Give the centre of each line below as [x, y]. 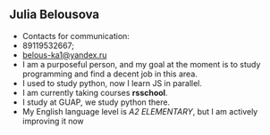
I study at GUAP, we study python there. [96, 102]
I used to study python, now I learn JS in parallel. [112, 83]
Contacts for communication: [76, 36]
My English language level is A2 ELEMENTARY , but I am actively [140, 111]
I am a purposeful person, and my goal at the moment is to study [141, 64]
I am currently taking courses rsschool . [95, 92]
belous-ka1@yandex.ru [64, 55]
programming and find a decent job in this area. [110, 74]
